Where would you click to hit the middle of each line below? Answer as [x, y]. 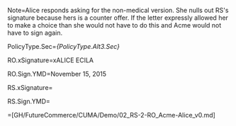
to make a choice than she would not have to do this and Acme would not [114, 25]
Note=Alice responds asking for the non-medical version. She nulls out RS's [118, 10]
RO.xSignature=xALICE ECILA [51, 60]
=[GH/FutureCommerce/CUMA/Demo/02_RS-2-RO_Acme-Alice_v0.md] [112, 115]
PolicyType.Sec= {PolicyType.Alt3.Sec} [64, 46]
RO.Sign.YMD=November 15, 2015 [57, 74]
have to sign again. [35, 33]
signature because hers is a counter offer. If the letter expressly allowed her [118, 18]
